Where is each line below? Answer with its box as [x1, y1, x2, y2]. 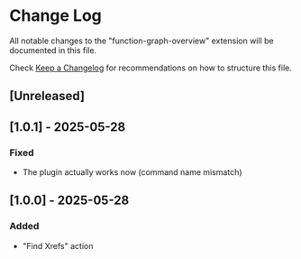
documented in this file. [9, 44, 97, 55]
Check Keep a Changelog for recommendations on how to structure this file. [9, 62, 293, 73]
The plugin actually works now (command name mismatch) [22, 167, 242, 178]
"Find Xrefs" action [22, 240, 94, 251]
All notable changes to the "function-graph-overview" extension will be [9, 35, 274, 46]
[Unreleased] [9, 88, 86, 104]
